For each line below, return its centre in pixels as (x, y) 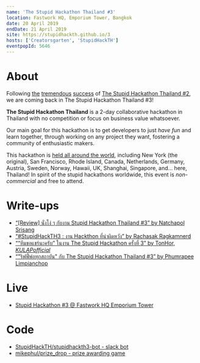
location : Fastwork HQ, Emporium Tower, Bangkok (69, 18)
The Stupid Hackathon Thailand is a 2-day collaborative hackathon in (95, 111)
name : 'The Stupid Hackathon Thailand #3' (61, 12)
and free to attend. (61, 181)
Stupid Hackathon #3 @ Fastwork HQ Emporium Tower (84, 305)
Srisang (25, 230)
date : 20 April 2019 (33, 23)
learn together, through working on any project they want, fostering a (93, 137)
